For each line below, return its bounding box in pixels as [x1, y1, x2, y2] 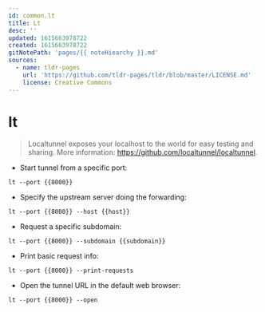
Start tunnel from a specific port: [19, 163, 128, 172]
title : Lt [8, 19, 42, 27]
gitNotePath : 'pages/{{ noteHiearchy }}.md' [8, 49, 159, 57]
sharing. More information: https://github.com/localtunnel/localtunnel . [27, 148, 258, 157]
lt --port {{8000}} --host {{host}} [8, 208, 130, 216]
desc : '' [8, 26, 38, 34]
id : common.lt [8, 11, 56, 20]
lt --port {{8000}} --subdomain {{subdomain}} [8, 237, 166, 246]
